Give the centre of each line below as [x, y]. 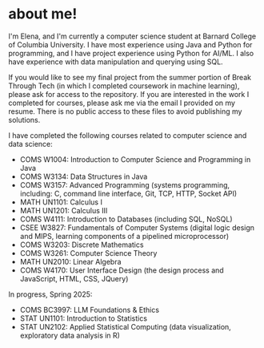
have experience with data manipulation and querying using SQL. [116, 62]
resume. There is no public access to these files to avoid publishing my [125, 111]
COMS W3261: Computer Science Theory [88, 253]
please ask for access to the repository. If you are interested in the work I [129, 94]
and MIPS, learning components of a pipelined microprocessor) [124, 236]
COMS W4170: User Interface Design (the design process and [122, 270]
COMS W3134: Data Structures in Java [84, 176]
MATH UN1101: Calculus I [61, 202]
